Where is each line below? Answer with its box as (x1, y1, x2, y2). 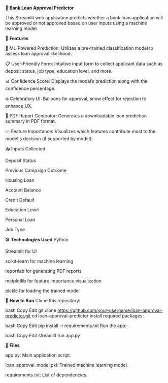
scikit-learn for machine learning (5, 258, 74, 264)
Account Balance (5, 187, 41, 193)
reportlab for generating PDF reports (5, 268, 82, 274)
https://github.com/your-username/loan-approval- (57, 307, 163, 313)
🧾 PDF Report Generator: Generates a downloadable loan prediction (5, 113, 147, 119)
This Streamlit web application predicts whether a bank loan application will (5, 15, 163, 20)
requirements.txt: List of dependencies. (5, 372, 88, 378)
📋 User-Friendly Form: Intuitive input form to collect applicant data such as (5, 61, 163, 67)
